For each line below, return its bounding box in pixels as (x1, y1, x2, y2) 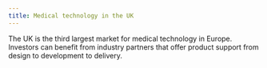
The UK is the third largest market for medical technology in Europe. (8, 34, 233, 43)
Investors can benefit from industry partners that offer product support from (8, 42, 260, 52)
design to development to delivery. (8, 50, 122, 60)
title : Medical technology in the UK (8, 11, 134, 20)
